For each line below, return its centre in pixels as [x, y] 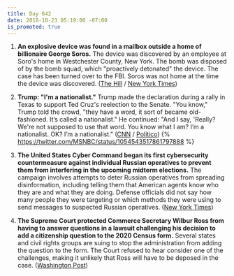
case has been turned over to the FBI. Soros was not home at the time [118, 76]
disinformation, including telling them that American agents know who [118, 185]
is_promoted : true [34, 27]
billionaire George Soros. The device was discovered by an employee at [122, 54]
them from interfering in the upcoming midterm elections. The [109, 170]
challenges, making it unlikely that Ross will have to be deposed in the [118, 258]
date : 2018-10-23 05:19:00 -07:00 [58, 20]
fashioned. [33, 119]
